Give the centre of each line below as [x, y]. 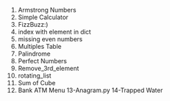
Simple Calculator [43, 17]
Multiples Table [39, 46]
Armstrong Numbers [47, 10]
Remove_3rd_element [48, 68]
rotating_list [35, 76]
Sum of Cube [37, 83]
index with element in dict [55, 32]
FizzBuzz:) [33, 24]
